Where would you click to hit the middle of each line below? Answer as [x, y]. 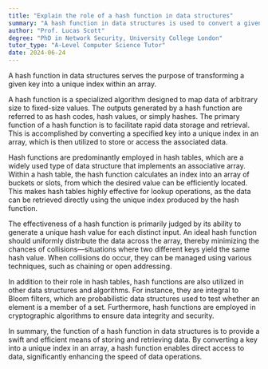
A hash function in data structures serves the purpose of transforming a [126, 75]
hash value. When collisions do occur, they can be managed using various [130, 258]
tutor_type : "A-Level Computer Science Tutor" [87, 46]
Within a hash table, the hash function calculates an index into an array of [129, 174]
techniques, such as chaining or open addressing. [91, 266]
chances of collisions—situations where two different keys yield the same [129, 249]
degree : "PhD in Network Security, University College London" [116, 38]
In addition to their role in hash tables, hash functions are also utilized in [126, 282]
